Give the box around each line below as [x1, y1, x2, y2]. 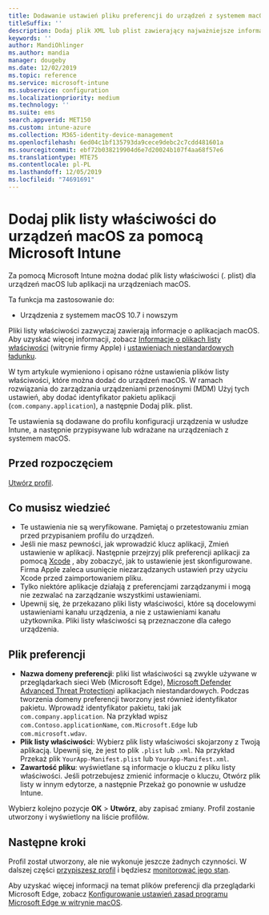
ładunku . [8, 351, 38, 361]
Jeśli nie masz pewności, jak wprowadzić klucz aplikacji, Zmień [19, 539, 230, 549]
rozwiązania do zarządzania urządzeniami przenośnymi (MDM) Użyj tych [8, 384, 250, 393]
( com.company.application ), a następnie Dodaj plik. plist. [8, 401, 193, 410]
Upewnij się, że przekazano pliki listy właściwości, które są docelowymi [19, 599, 256, 609]
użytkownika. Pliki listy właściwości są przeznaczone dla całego [19, 616, 231, 626]
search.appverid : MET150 [8, 116, 91, 124]
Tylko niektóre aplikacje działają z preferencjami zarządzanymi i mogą [19, 582, 251, 591]
